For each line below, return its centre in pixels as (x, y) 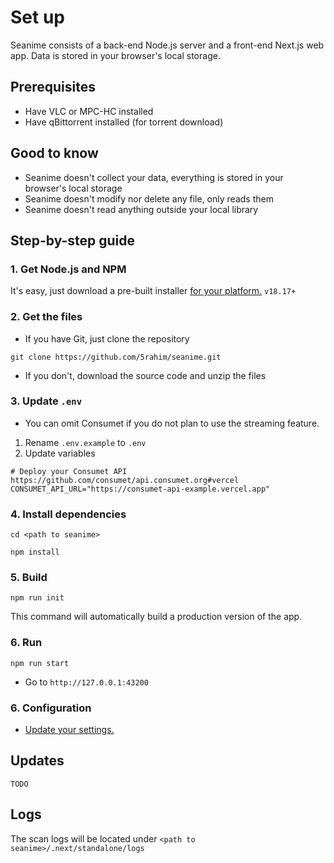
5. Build (29, 578)
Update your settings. (69, 730)
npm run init (37, 598)
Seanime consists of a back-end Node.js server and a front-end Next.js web (167, 45)
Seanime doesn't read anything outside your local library (141, 209)
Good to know (54, 153)
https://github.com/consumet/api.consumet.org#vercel (125, 480)
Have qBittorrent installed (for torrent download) (124, 122)
